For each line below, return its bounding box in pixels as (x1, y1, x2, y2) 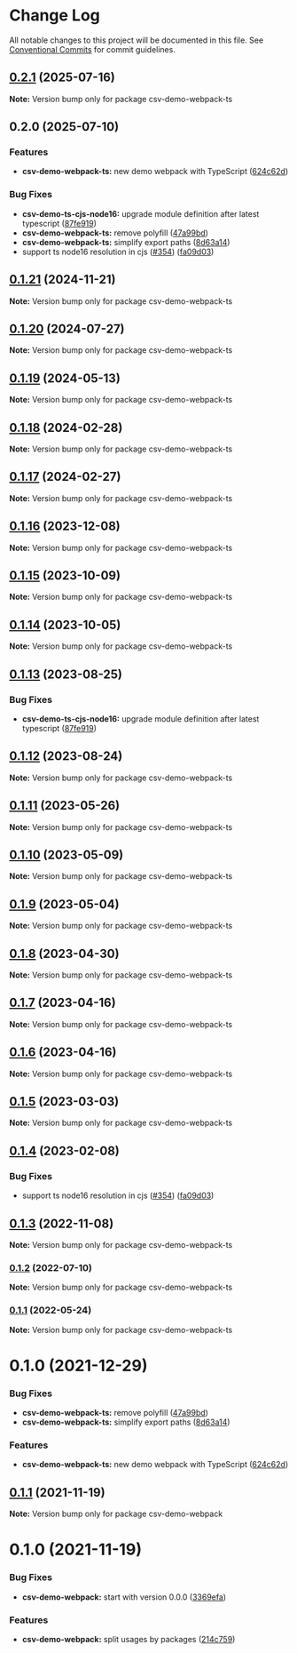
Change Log (9, 5, 100, 26)
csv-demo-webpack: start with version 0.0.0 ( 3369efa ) (21, 1592, 227, 1602)
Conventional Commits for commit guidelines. (9, 44, 176, 54)
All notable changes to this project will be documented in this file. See (9, 35, 264, 45)
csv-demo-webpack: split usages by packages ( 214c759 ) (21, 1633, 236, 1644)
